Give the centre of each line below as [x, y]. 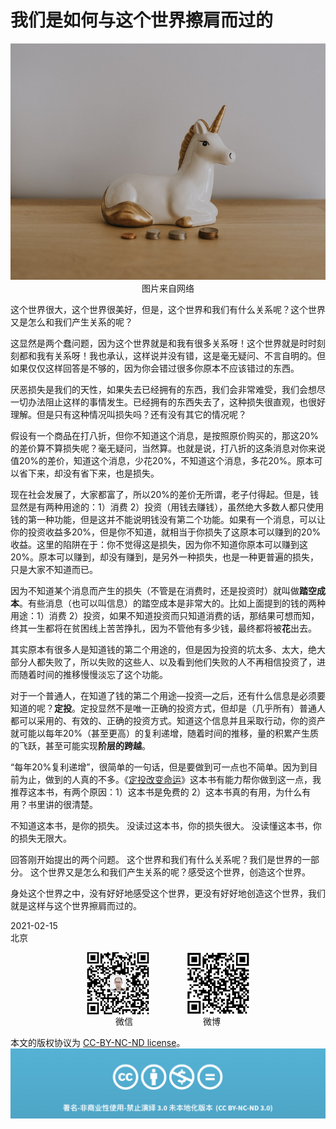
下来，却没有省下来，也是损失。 [93, 473]
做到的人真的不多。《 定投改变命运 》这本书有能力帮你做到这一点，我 [183, 779]
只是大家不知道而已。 [54, 569]
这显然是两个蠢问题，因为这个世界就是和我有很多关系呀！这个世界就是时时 [163, 343]
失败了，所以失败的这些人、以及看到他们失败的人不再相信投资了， [180, 662]
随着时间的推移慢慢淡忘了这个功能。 [93, 674]
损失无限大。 [45, 838]
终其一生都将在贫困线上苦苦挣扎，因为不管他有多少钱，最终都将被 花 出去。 [163, 628]
